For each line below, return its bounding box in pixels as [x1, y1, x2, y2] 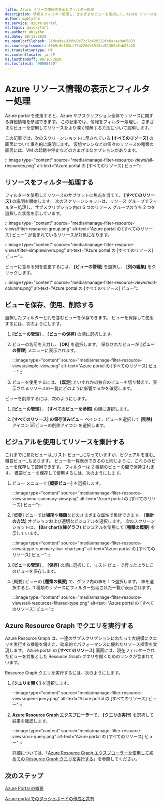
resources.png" [5, 163, 36, 169]
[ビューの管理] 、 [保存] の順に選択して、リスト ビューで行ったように [12, 562, 150, 568]
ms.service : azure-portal [5, 20, 57, 26]
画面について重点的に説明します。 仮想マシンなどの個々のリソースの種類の [5, 141, 154, 147]
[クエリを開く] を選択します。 [12, 680, 72, 686]
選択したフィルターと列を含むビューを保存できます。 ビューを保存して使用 [5, 314, 154, 320]
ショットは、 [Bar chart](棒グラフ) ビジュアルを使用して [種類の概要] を [12, 524, 155, 530]
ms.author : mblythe [5, 30, 44, 34]
